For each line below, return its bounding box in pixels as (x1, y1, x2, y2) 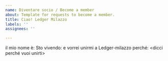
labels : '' (5, 21, 29, 27)
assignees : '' (5, 26, 36, 32)
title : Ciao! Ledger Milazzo (5, 17, 67, 22)
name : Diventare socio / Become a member (5, 7, 95, 13)
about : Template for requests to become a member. (5, 12, 115, 17)
